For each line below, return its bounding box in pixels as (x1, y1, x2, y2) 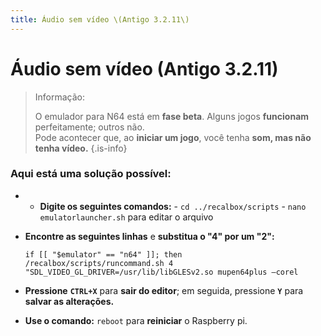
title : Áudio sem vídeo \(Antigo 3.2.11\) (10, 14, 190, 25)
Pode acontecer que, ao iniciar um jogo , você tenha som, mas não (34, 131, 312, 143)
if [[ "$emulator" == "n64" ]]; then (24, 249, 183, 260)
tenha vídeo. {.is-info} (34, 142, 128, 154)
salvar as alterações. (24, 295, 115, 307)
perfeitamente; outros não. (34, 121, 145, 133)
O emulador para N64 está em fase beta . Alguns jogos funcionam (34, 110, 310, 122)
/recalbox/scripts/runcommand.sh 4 (24, 258, 174, 268)
